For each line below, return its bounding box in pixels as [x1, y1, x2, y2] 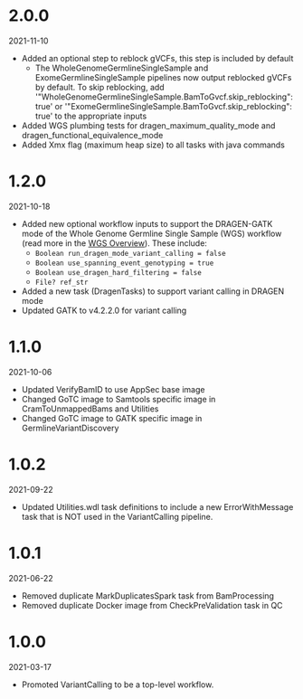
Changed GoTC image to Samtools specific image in [21, 393, 216, 404]
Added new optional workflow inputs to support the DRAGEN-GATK [21, 218, 273, 229]
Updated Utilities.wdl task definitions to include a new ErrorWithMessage [21, 501, 294, 512]
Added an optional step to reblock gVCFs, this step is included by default [21, 52, 294, 63]
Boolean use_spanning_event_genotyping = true [34, 259, 214, 268]
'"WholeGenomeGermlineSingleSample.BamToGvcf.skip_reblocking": [34, 91, 293, 102]
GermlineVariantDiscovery [21, 422, 119, 433]
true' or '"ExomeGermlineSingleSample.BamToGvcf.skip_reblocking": [34, 100, 293, 111]
